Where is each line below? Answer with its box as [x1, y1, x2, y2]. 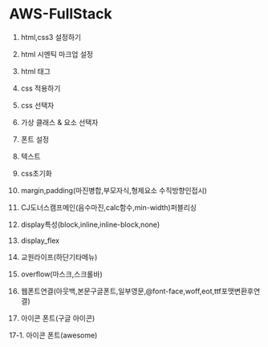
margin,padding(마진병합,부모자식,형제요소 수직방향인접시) [20, 185, 208, 195]
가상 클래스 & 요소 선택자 [20, 117, 99, 127]
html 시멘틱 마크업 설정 [20, 49, 94, 59]
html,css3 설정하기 [20, 32, 82, 42]
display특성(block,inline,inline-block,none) [20, 220, 160, 229]
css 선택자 [20, 100, 55, 110]
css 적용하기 [20, 83, 61, 93]
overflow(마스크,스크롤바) [20, 269, 103, 279]
